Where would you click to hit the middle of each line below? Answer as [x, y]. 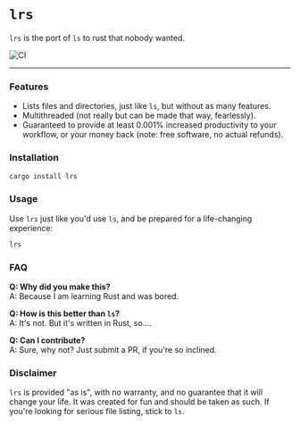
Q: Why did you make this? [60, 287]
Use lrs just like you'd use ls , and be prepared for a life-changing [131, 218]
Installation [34, 158]
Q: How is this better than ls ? [65, 313]
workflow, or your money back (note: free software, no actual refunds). [153, 135]
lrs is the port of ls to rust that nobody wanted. [97, 37]
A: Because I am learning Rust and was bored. [94, 296]
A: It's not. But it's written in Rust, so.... [80, 322]
